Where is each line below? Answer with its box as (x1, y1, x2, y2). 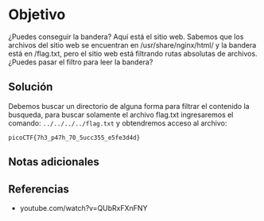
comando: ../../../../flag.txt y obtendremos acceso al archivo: (8, 118, 227, 128)
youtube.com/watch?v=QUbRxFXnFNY (19, 203, 148, 212)
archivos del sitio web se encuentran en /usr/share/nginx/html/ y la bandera (8, 40, 257, 49)
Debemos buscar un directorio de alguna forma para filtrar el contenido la (8, 101, 250, 111)
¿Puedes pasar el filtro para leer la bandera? (8, 57, 153, 67)
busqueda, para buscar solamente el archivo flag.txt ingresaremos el (8, 110, 234, 119)
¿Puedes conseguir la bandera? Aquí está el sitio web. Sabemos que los (8, 32, 244, 41)
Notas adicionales (8, 155, 99, 169)
